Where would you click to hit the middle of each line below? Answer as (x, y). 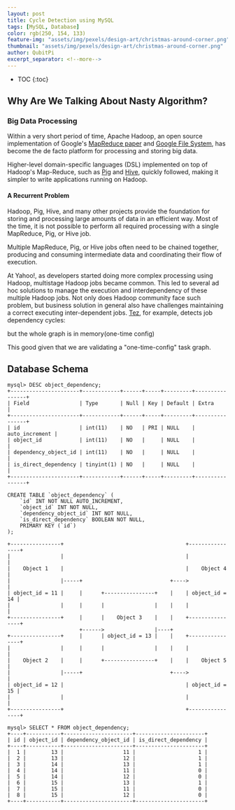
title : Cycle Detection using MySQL (60, 20)
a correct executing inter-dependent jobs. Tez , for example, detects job (110, 313)
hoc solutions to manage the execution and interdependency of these (107, 290)
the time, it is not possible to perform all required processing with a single (113, 226)
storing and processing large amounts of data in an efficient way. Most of (113, 218)
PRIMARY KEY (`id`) (48, 526)
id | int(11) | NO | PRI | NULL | (105, 428)
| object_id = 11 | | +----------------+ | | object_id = (117, 593)
